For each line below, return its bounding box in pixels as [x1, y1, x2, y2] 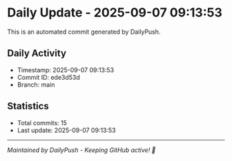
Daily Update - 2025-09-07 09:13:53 [7, 5, 222, 21]
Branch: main [17, 80, 55, 89]
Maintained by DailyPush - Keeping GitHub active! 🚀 [7, 146, 156, 154]
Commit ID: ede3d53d [17, 73, 81, 81]
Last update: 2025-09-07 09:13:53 [17, 126, 116, 134]
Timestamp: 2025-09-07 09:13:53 [17, 65, 115, 74]
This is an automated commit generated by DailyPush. [7, 28, 161, 36]
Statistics [7, 100, 50, 112]
